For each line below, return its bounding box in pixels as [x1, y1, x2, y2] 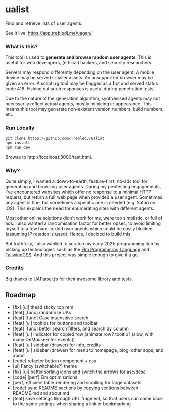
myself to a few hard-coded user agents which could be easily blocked [5, 226, 153, 232]
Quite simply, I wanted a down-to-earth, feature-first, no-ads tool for [5, 178, 148, 184]
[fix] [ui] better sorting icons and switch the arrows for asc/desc [12, 368, 146, 375]
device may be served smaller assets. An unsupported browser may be [5, 75, 153, 81]
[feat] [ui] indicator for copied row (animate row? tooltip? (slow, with [12, 331, 154, 337]
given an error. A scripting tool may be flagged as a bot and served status [5, 80, 158, 87]
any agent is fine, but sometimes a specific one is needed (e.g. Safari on [5, 200, 156, 206]
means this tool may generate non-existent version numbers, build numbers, [5, 106, 164, 112]
